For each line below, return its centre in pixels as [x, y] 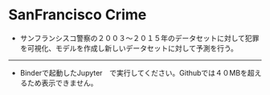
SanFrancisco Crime [78, 15]
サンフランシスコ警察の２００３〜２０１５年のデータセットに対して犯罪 [139, 38]
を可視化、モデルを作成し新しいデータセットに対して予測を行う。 [129, 48]
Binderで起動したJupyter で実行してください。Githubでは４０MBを [133, 72]
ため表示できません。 [62, 83]
